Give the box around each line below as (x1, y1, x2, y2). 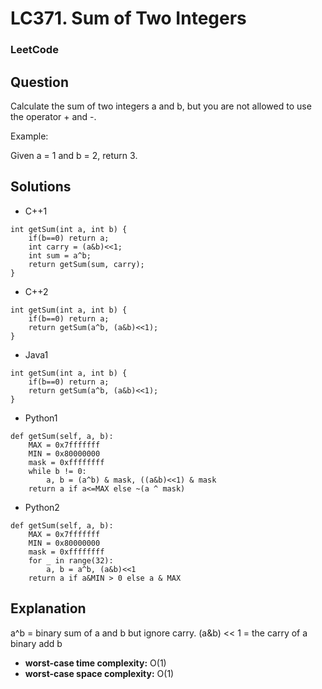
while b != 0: (28, 466, 87, 476)
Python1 (24, 412, 58, 424)
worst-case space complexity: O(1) (24, 667, 175, 679)
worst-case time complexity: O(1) (24, 657, 167, 669)
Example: (10, 130, 49, 142)
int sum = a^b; (28, 250, 92, 261)
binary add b (10, 637, 63, 649)
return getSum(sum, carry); (28, 259, 145, 269)
